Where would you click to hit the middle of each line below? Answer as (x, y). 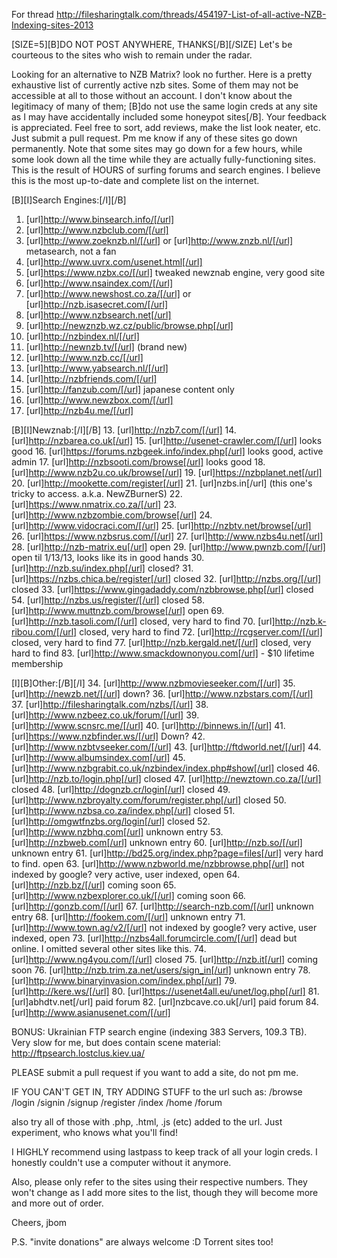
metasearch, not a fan (71, 251)
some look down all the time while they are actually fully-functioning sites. (164, 159)
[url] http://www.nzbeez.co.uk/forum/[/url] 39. (105, 715)
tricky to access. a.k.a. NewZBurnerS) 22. (97, 493)
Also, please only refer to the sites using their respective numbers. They (159, 1182)
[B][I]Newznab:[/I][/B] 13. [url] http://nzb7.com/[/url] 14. (124, 430)
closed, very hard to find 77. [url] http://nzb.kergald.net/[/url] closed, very (161, 642)
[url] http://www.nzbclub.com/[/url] (97, 230)
